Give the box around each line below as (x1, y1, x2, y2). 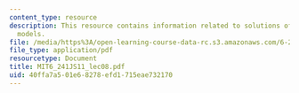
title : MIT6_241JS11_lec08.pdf (9, 63, 125, 72)
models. (17, 29, 46, 38)
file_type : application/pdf (9, 46, 114, 55)
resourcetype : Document (9, 54, 98, 63)
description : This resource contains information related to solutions (9, 21, 280, 30)
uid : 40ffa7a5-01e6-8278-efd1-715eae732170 (9, 71, 174, 80)
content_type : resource (9, 12, 98, 22)
